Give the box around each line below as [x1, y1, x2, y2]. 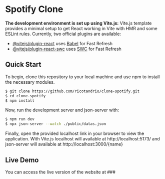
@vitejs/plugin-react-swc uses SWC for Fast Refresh [12, 46, 121, 52]
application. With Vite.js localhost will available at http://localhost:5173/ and [5, 136, 160, 142]
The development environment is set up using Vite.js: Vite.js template [5, 20, 152, 26]
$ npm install [5, 98, 35, 103]
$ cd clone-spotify [5, 93, 46, 98]
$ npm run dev [5, 117, 35, 122]
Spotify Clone [5, 4, 63, 15]
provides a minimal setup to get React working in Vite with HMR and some [5, 25, 157, 31]
